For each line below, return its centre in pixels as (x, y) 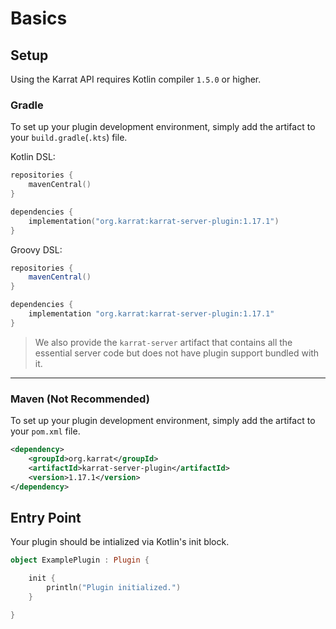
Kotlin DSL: (33, 157)
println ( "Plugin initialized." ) (114, 588)
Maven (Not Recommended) (80, 399)
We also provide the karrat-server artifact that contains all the (163, 342)
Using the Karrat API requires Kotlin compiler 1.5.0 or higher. (136, 79)
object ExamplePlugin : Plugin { (80, 560)
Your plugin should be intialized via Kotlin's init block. (120, 542)
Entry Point (46, 517)
